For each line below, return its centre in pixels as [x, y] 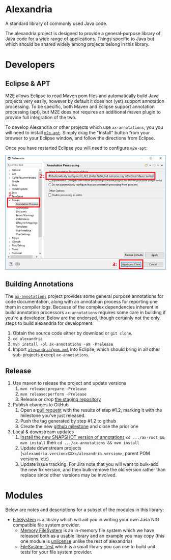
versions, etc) [35, 459]
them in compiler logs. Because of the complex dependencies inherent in [82, 307]
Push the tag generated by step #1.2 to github [68, 421]
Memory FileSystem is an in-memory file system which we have [87, 530]
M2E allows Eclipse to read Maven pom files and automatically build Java [82, 96]
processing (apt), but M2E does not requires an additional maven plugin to [83, 112]
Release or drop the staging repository [61, 399]
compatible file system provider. [46, 525]
